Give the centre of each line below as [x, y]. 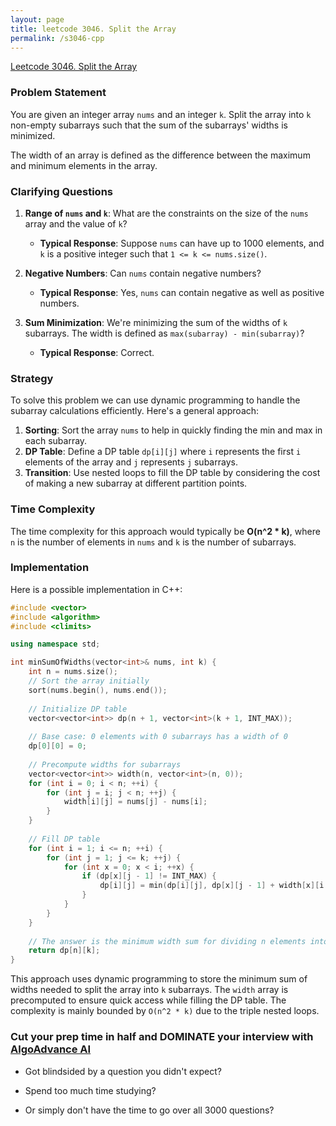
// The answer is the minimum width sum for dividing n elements [167, 941]
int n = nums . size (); [73, 672]
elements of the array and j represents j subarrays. [131, 462]
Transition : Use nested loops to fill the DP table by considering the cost [172, 473]
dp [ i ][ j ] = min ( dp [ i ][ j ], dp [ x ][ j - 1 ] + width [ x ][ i [212, 886]
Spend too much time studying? [90, 1090]
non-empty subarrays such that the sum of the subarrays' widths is [149, 125]
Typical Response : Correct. [97, 352]
